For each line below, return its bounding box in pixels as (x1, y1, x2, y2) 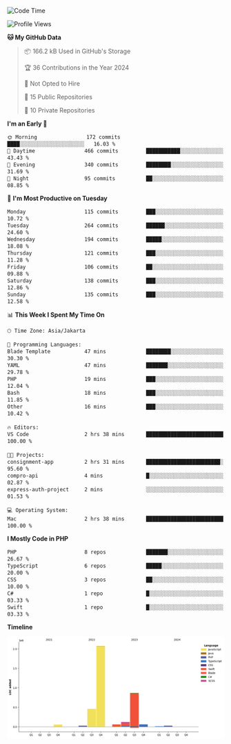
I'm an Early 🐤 (7, 119, 48, 128)
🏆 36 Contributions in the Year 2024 (23, 63, 130, 72)
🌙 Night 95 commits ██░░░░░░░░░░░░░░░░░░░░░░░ (7, 175, 224, 182)
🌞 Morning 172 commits (7, 134, 121, 141)
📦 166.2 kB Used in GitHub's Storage (23, 47, 131, 55)
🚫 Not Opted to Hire (23, 79, 81, 88)
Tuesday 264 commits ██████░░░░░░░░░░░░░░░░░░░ (7, 222, 224, 229)
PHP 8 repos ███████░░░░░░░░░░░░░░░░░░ (7, 549, 224, 556)
